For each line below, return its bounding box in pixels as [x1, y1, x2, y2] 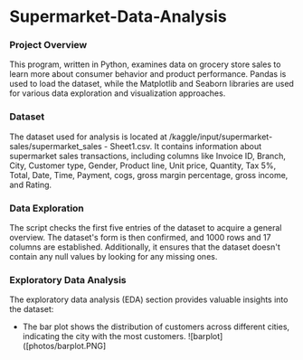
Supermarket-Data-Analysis [9, 6, 228, 27]
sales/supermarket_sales [9, 140, 102, 151]
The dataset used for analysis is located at [9, 131, 167, 142]
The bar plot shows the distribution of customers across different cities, [22, 321, 290, 332]
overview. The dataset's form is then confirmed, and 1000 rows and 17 [9, 232, 271, 243]
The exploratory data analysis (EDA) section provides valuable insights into [9, 294, 289, 305]
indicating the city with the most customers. [22, 331, 186, 342]
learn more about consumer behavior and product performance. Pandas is [9, 69, 287, 80]
